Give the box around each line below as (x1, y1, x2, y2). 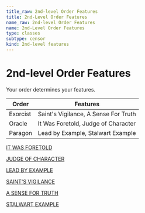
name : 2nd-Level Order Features (6, 25, 85, 31)
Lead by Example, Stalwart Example (37, 129, 136, 137)
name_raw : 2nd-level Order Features (6, 19, 95, 25)
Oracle (9, 119, 27, 127)
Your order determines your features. (6, 86, 95, 93)
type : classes (6, 31, 41, 36)
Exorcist (9, 110, 32, 118)
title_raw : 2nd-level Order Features (6, 8, 98, 15)
